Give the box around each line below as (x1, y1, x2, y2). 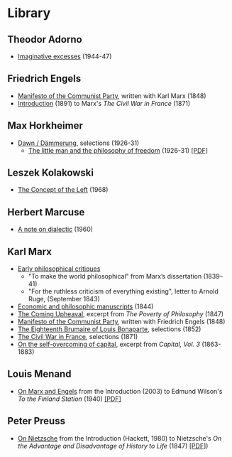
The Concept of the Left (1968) (17, 186, 109, 194)
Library (7, 5, 51, 21)
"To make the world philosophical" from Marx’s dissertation (28, 272, 202, 281)
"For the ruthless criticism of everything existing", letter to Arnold (28, 287, 219, 296)
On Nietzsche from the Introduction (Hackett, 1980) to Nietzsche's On (17, 434, 222, 442)
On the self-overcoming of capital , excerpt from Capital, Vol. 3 (17, 340, 201, 349)
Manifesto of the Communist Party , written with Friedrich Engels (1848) (17, 318, 226, 326)
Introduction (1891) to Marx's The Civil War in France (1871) (17, 99, 191, 107)
